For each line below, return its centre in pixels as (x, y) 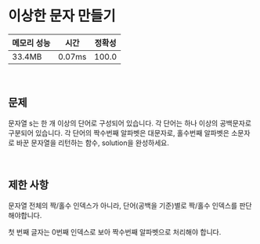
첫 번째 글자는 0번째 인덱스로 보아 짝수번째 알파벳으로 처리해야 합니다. (115, 231)
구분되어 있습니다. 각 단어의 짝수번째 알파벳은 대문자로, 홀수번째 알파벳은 (119, 133)
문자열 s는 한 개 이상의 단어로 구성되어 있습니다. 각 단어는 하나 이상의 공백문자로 (130, 123)
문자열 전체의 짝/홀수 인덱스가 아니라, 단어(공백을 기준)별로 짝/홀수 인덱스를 (123, 206)
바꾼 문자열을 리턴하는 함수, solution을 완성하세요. (93, 143)
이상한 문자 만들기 (62, 16)
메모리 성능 (31, 42)
